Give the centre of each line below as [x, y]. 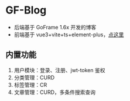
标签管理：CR [30, 85]
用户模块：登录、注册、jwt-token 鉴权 [59, 70]
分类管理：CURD [34, 78]
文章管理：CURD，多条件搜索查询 [55, 92]
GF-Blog [26, 10]
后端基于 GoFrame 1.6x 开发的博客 [55, 27]
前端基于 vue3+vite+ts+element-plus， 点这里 [69, 34]
